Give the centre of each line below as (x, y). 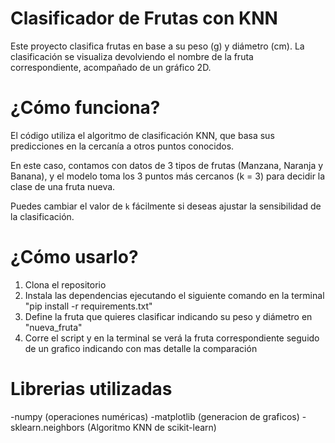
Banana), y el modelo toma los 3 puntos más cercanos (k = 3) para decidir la (168, 176)
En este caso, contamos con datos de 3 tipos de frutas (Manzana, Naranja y (167, 165)
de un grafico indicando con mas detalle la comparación (141, 348)
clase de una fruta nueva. (63, 186)
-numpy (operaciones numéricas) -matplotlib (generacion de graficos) (155, 416)
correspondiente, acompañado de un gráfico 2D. (111, 67)
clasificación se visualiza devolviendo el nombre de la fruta (132, 56)
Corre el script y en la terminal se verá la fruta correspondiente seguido (172, 338)
